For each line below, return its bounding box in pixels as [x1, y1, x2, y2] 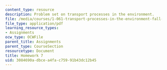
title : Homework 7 [5, 53, 43, 58]
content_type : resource [5, 7, 55, 12]
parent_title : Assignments [5, 39, 61, 44]
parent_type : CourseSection [5, 44, 64, 49]
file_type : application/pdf [5, 21, 64, 26]
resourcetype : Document [5, 48, 55, 53]
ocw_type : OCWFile [5, 35, 43, 40]
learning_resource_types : [5, 26, 59, 31]
